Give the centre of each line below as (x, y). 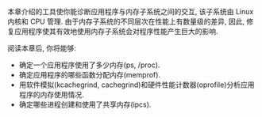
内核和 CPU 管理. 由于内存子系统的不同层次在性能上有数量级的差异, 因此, (126, 21)
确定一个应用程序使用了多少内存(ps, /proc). (89, 65)
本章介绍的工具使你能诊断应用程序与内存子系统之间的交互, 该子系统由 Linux (131, 11)
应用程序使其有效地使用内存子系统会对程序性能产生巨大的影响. (116, 31)
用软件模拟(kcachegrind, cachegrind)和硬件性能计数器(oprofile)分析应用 (137, 85)
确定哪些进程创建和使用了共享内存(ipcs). (85, 104)
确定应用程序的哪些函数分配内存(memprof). (89, 75)
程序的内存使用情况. (51, 94)
